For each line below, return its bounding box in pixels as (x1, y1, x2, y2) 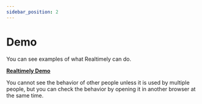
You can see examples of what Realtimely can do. (6, 55, 132, 63)
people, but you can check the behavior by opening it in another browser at (6, 85, 196, 92)
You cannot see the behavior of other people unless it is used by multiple (6, 78, 190, 86)
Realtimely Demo (6, 67, 51, 74)
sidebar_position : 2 (6, 9, 59, 15)
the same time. (6, 92, 44, 99)
